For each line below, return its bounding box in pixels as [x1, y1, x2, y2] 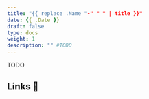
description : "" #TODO [7, 42, 72, 49]
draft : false [7, 23, 45, 30]
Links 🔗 [7, 80, 39, 93]
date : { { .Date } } [7, 16, 60, 23]
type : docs [7, 29, 38, 36]
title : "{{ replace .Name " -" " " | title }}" [7, 10, 143, 17]
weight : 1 [7, 36, 36, 43]
